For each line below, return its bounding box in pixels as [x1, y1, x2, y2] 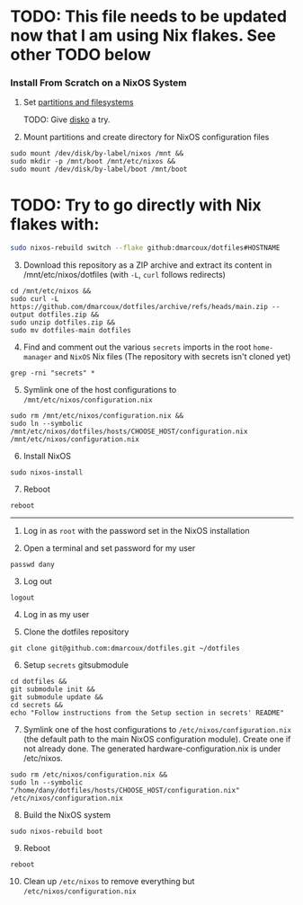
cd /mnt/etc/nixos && [10, 287, 92, 296]
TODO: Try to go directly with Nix [10, 195, 262, 215]
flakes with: [10, 214, 100, 235]
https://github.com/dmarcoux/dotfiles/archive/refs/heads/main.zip [10, 303, 269, 312]
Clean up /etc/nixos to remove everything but [22, 876, 195, 887]
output [10, 310, 35, 320]
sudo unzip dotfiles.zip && [10, 318, 116, 327]
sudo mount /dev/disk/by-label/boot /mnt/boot [10, 164, 188, 174]
